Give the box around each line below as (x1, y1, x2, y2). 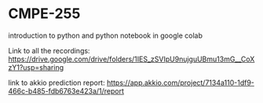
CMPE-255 (8, 5, 81, 23)
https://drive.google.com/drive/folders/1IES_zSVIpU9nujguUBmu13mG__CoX (8, 54, 255, 64)
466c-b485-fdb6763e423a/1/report (8, 86, 124, 95)
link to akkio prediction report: (8, 78, 105, 87)
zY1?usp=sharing (8, 62, 64, 72)
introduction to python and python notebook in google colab (8, 31, 203, 40)
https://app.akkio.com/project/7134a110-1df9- (106, 78, 255, 87)
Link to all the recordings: (8, 46, 90, 55)
